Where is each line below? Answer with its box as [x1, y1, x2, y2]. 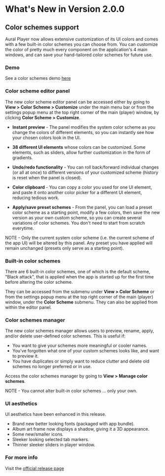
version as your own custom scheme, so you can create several [12, 214, 142, 220]
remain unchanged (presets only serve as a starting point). [5, 245, 124, 251]
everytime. [12, 225, 34, 231]
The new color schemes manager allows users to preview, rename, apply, [5, 328, 154, 334]
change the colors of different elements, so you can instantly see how [12, 129, 154, 135]
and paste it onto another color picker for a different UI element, [12, 189, 142, 195]
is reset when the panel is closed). [12, 174, 82, 180]
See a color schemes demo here [5, 75, 71, 81]
